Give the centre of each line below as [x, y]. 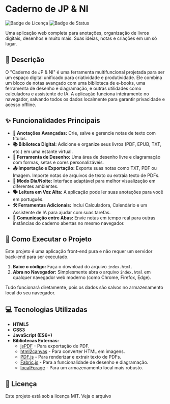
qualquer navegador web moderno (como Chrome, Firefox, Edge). [82, 277]
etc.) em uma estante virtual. [42, 151]
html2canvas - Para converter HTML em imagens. [73, 351]
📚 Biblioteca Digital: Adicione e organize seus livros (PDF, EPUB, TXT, [87, 144]
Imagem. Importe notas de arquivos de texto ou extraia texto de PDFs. [86, 175]
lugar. [11, 43]
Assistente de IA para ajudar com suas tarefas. [62, 212]
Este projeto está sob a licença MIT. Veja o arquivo [58, 396]
